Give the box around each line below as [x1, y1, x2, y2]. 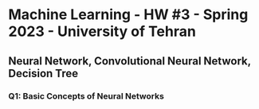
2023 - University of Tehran [8, 22, 197, 41]
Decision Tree [8, 66, 78, 80]
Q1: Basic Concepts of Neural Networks [8, 90, 165, 101]
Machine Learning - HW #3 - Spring [8, 6, 249, 24]
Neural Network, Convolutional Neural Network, [8, 54, 251, 68]
